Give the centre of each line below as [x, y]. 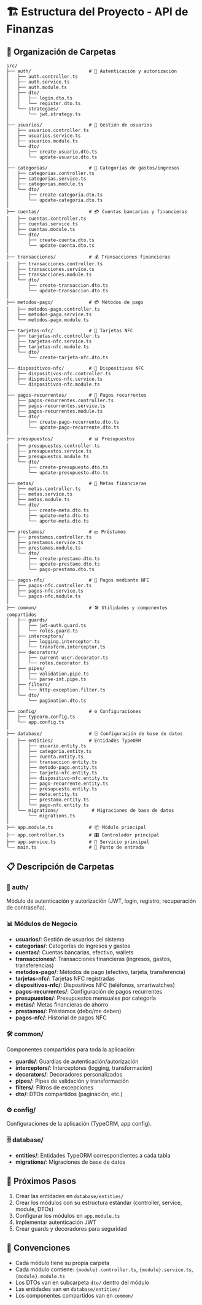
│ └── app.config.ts [35, 722]
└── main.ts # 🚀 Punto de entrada [75, 847]
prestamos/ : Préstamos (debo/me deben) [68, 1011]
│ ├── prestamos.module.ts [44, 548]
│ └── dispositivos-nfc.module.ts [53, 384]
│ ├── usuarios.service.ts [44, 136]
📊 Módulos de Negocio [42, 924]
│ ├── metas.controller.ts [44, 489]
